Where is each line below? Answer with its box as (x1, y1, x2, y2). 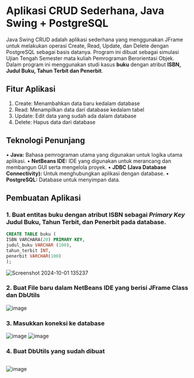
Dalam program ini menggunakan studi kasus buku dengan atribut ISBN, (6, 60, 181, 68)
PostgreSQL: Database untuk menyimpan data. (6, 176, 120, 183)
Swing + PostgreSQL (6, 16, 108, 30)
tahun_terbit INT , (6, 248, 51, 254)
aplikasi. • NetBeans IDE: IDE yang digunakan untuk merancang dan (6, 157, 172, 164)
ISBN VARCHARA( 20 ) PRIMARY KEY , (6, 237, 85, 243)
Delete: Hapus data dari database (14, 119, 96, 126)
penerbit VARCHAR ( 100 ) (6, 253, 62, 259)
